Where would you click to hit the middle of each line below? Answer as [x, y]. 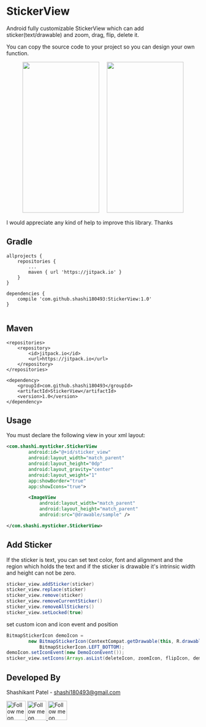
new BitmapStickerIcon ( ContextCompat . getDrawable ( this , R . [105, 641]
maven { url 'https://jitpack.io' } [75, 272]
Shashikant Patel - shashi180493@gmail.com [63, 692]
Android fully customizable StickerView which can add [75, 28]
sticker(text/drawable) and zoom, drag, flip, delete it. [73, 34]
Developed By [34, 678]
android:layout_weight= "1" [63, 475]
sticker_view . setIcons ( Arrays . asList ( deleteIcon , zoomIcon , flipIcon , [98, 658]
